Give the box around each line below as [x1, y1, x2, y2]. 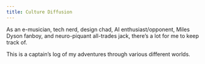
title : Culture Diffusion [6, 9, 72, 15]
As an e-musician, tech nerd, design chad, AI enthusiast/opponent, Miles [6, 26, 190, 33]
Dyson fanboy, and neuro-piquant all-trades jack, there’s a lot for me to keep [6, 32, 199, 40]
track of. [6, 38, 28, 46]
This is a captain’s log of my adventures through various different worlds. [6, 50, 191, 58]
